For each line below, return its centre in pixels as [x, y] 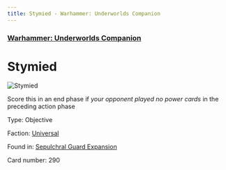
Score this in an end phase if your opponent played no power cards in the [113, 99]
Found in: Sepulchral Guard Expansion [62, 147]
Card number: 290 [34, 160]
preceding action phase [41, 107]
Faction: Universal [33, 133]
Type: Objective [30, 120]
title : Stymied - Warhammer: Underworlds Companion [84, 14]
